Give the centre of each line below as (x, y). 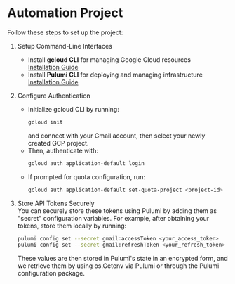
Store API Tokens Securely (56, 203)
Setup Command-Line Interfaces (65, 46)
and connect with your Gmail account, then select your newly (116, 136)
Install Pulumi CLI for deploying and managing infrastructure (115, 75)
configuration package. (51, 273)
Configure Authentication (54, 96)
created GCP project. (58, 143)
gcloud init (45, 122)
